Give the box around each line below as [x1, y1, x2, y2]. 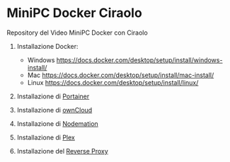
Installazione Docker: [16, 42, 79, 50]
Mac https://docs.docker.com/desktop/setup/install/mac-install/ [27, 71, 214, 79]
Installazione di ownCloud [16, 105, 93, 114]
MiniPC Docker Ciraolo [6, 5, 142, 21]
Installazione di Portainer [16, 92, 90, 100]
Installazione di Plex [16, 133, 75, 141]
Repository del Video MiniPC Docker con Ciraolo [6, 28, 148, 37]
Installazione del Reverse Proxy [16, 146, 109, 155]
